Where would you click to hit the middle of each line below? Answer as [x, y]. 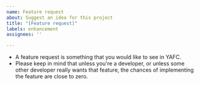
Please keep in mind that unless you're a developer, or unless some [100, 64]
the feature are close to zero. [52, 76]
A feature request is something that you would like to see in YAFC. [98, 57]
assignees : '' [24, 35]
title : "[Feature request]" [42, 23]
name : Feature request [35, 12]
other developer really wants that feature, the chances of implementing [104, 70]
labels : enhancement [33, 29]
